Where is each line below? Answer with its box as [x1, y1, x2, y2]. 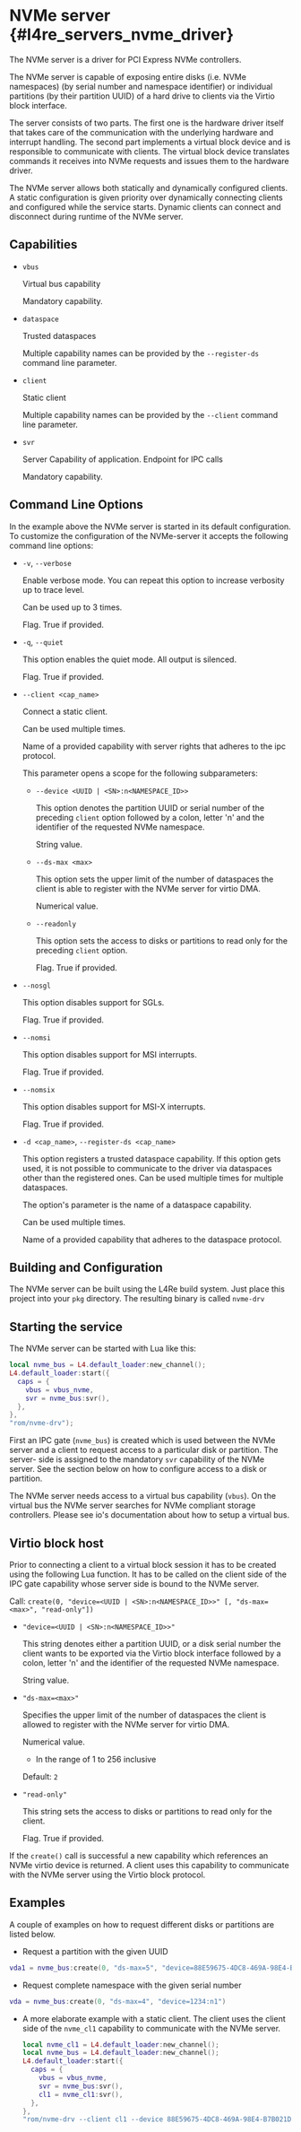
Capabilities [9, 237, 78, 252]
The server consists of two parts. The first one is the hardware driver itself [9, 117, 284, 128]
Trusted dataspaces [21, 330, 97, 341]
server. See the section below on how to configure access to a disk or [9, 1464, 267, 1475]
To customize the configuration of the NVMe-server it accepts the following [9, 530, 288, 541]
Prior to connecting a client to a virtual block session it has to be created [9, 1560, 277, 1570]
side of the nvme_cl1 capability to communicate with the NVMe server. [21, 2023, 280, 2033]
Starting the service [9, 1319, 123, 1335]
